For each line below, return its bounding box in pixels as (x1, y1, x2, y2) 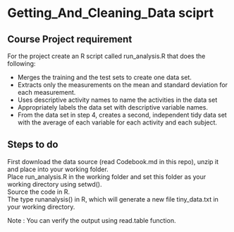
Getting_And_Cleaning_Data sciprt (7, 5, 214, 21)
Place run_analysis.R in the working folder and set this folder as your (7, 172, 207, 181)
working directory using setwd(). (7, 180, 102, 188)
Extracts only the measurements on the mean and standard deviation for (17, 81, 228, 89)
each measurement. (17, 88, 76, 96)
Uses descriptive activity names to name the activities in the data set (17, 95, 218, 104)
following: (7, 59, 36, 68)
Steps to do (7, 139, 58, 151)
